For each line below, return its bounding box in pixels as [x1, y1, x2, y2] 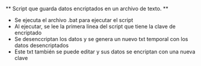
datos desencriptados [14, 42, 69, 49]
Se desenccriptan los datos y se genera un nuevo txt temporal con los [14, 36, 188, 42]
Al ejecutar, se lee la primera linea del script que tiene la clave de [14, 23, 176, 30]
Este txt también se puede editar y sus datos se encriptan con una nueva [14, 48, 196, 55]
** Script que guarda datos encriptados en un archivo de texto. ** [5, 5, 169, 12]
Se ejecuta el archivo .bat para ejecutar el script [14, 17, 134, 23]
